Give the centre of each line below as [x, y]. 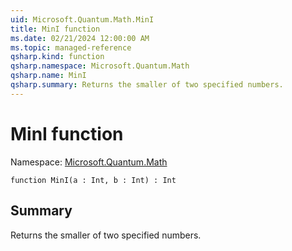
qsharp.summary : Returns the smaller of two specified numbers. [147, 85]
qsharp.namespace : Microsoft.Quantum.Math [100, 66]
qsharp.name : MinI [48, 76]
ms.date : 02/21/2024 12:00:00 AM [80, 38]
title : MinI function [55, 29]
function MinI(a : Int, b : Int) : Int [93, 180]
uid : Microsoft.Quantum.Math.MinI [82, 19]
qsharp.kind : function [57, 57]
